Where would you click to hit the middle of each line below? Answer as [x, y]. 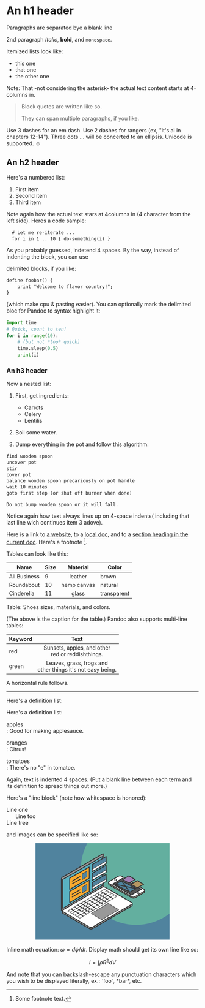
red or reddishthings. [77, 654]
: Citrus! [16, 749]
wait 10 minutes [27, 487]
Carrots [34, 407]
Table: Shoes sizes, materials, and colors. [59, 607]
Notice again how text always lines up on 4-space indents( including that [98, 516]
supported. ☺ [24, 143]
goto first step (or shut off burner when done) [69, 493]
